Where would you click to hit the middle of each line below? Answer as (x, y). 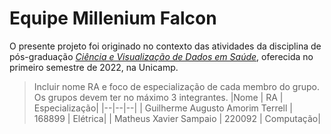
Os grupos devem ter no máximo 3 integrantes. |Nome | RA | (158, 97)
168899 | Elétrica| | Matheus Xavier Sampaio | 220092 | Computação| (177, 118)
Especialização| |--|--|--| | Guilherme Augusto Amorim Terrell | (163, 108)
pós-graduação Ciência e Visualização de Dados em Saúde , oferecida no (161, 56)
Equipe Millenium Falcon (113, 18)
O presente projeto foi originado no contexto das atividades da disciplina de (165, 46)
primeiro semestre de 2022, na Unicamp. (94, 67)
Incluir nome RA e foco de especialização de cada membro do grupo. (176, 86)
